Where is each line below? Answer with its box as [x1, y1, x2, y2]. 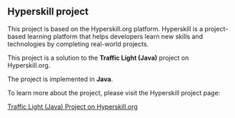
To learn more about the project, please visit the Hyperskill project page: [7, 88, 221, 97]
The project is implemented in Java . [7, 75, 113, 83]
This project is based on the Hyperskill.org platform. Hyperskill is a [7, 24, 204, 33]
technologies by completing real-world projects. [7, 39, 149, 48]
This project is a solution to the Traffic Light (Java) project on [7, 53, 189, 62]
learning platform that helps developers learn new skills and [27, 32, 204, 41]
